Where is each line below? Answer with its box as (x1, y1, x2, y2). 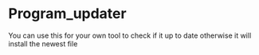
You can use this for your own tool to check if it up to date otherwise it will (8, 31, 252, 40)
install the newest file (8, 38, 78, 48)
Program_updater (8, 5, 127, 23)
